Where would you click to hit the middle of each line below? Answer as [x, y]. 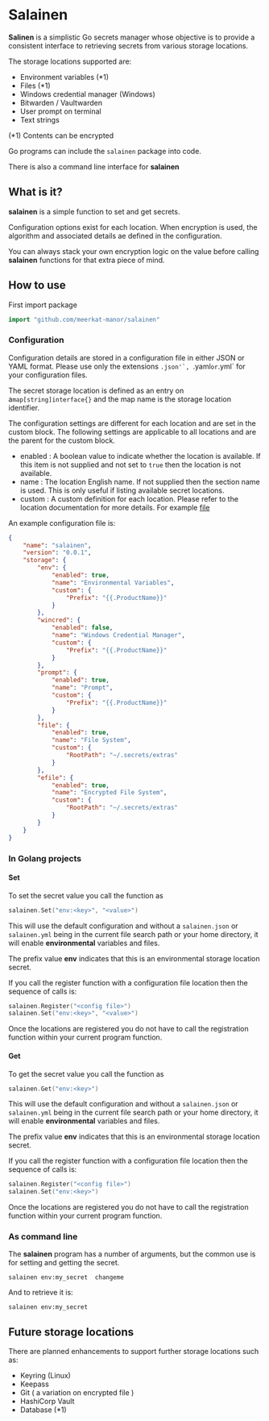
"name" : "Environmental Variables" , [113, 582]
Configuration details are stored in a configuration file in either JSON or [126, 357]
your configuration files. [48, 375]
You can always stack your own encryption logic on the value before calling [134, 251]
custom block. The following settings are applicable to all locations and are [132, 431]
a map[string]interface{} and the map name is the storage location [120, 399]
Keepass [35, 1384]
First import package [43, 305]
